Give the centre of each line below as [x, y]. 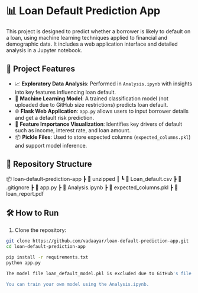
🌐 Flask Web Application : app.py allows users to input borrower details [102, 111]
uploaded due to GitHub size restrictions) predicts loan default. [91, 104]
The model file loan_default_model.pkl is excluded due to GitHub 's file [99, 273]
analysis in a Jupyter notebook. [44, 50]
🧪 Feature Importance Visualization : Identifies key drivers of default [98, 124]
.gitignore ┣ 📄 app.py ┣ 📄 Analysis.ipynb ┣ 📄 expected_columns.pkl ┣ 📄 [92, 187]
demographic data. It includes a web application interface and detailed [92, 44]
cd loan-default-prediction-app [46, 247]
